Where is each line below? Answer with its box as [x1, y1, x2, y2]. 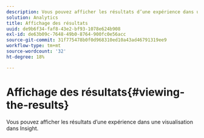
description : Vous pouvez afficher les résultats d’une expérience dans [6, 8, 194, 15]
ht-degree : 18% [6, 54, 45, 60]
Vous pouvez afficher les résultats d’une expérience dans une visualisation [6, 118, 193, 125]
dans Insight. [6, 125, 39, 132]
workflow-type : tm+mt [6, 43, 61, 49]
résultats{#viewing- [81, 85, 185, 99]
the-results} [6, 98, 69, 112]
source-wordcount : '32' [6, 48, 67, 54]
